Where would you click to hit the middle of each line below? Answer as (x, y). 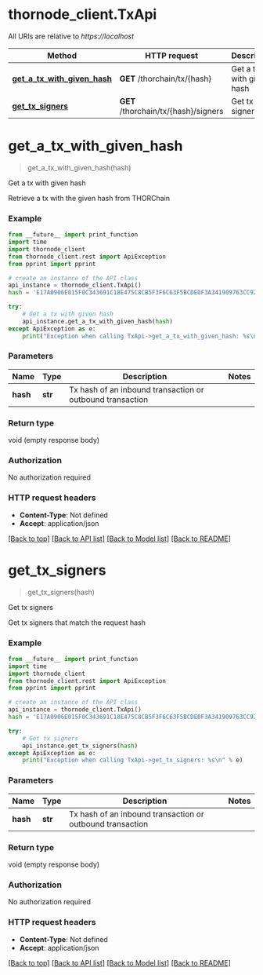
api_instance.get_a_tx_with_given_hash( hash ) (98, 321)
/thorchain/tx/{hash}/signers (171, 111)
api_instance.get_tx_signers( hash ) (80, 746)
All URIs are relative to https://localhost (71, 36)
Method (61, 55)
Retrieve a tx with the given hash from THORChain (89, 198)
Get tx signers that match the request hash (77, 623)
